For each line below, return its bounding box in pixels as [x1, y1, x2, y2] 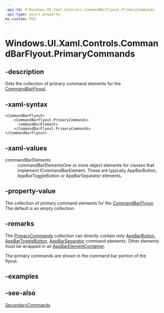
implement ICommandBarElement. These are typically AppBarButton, [17, 168, 157, 173]
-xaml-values [5, 144, 47, 152]
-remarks [5, 220, 34, 228]
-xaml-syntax [5, 100, 48, 108]
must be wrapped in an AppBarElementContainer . [5, 243, 106, 249]
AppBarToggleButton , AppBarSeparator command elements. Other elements [5, 238, 160, 244]
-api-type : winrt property [5, 12, 60, 17]
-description [5, 68, 44, 76]
